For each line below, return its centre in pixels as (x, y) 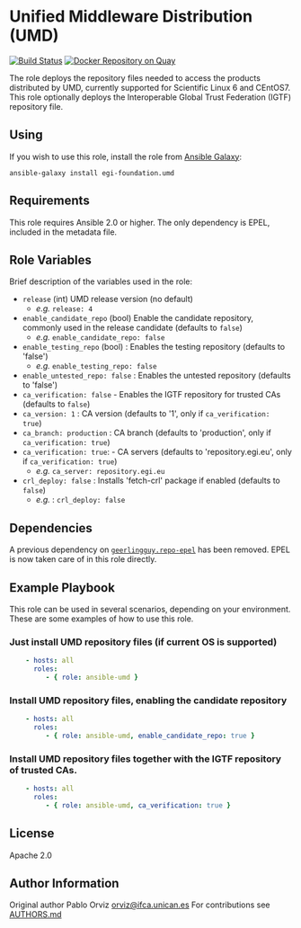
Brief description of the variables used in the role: (101, 281)
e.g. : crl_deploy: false (80, 500)
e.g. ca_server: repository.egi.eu (100, 471)
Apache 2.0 (31, 855)
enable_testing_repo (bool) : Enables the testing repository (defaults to (154, 347)
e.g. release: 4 (64, 308)
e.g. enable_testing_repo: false (96, 366)
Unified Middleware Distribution (131, 17)
